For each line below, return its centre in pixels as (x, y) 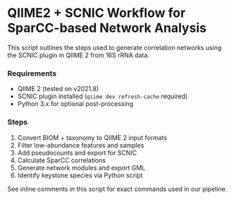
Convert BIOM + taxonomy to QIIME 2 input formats (92, 137)
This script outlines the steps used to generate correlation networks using (115, 47)
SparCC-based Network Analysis (107, 28)
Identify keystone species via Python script (80, 175)
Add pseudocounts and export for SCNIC (77, 153)
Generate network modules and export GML (81, 167)
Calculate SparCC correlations (61, 160)
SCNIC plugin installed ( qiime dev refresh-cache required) (103, 96)
